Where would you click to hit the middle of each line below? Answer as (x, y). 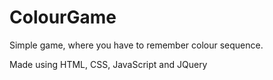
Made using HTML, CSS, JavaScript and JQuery (108, 64)
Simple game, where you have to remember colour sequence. (136, 45)
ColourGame (63, 17)
